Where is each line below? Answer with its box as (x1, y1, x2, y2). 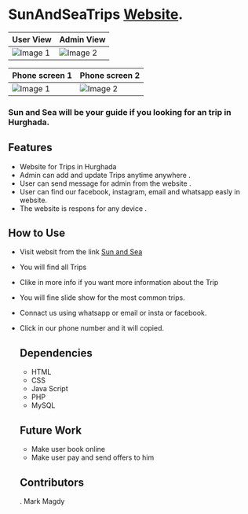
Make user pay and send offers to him (31, 453, 155, 462)
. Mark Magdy (19, 496, 65, 505)
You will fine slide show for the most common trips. (19, 293, 186, 302)
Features (8, 141, 53, 154)
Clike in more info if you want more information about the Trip (19, 278, 219, 287)
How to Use (8, 227, 66, 240)
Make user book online (31, 445, 106, 454)
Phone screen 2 (79, 69, 140, 80)
